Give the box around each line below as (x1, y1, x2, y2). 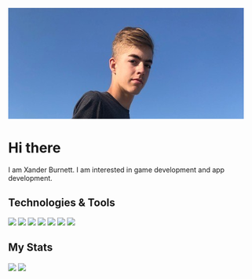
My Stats (8, 240, 53, 255)
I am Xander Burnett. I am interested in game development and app (8, 165, 225, 174)
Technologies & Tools (8, 196, 115, 210)
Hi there (8, 139, 61, 157)
